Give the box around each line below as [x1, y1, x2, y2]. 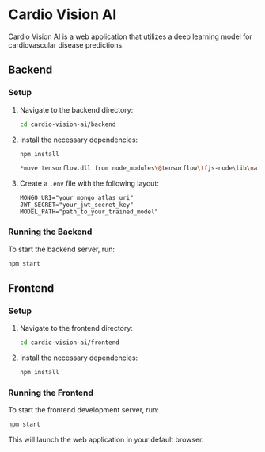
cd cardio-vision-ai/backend [19, 121, 116, 128]
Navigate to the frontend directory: [19, 324, 133, 333]
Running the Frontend [8, 387, 93, 398]
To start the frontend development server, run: [8, 405, 160, 415]
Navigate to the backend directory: [19, 105, 134, 114]
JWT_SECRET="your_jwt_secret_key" [19, 201, 134, 209]
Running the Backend [8, 226, 93, 237]
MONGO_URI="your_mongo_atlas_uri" [19, 194, 134, 202]
